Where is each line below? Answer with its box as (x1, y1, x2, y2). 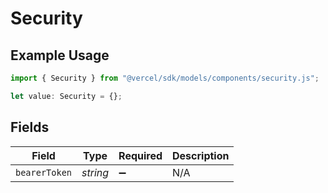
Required (118, 148, 163, 162)
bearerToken (15, 167, 73, 178)
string (81, 165, 110, 179)
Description (172, 148, 230, 162)
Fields (10, 119, 50, 136)
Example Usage (10, 47, 110, 64)
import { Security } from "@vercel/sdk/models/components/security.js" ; (10, 73, 320, 83)
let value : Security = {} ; (10, 91, 123, 101)
